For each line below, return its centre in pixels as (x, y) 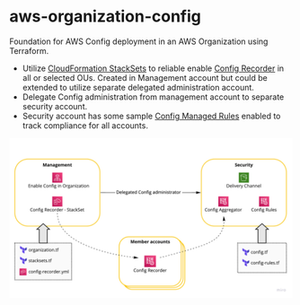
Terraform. (29, 50)
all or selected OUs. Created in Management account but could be (145, 77)
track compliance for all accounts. (85, 125)
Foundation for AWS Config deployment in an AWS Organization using (139, 41)
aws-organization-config (106, 17)
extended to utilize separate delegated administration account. (138, 87)
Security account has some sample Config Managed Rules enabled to (151, 116)
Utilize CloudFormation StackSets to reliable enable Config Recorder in (153, 68)
